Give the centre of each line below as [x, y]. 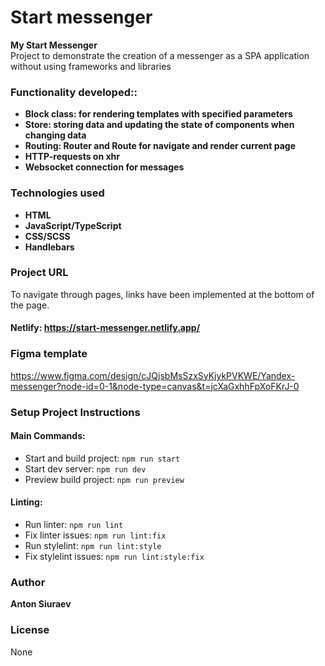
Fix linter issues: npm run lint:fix [95, 535]
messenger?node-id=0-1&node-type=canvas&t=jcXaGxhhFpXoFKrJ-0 [155, 386]
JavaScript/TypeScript [73, 225]
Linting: [26, 502]
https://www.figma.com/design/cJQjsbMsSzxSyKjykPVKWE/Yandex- [153, 375]
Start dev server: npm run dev [85, 468]
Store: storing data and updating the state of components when [159, 125]
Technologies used [57, 193]
